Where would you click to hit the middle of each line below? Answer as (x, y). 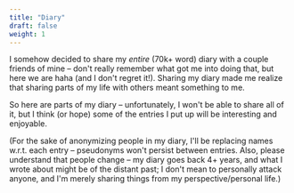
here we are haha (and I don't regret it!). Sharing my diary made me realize (146, 78)
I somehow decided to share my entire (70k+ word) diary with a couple (139, 60)
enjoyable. (28, 124)
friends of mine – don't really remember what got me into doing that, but (142, 68)
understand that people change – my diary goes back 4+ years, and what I (146, 160)
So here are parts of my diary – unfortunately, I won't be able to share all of (147, 105)
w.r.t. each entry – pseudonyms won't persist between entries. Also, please (147, 150)
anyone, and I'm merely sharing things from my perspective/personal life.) (145, 179)
